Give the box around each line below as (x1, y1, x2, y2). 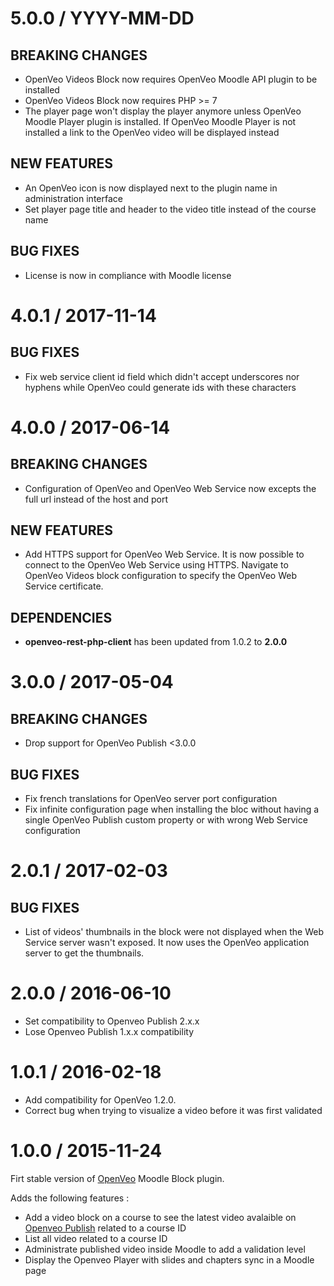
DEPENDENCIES (10, 609, 113, 626)
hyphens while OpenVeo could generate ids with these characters (24, 381, 297, 393)
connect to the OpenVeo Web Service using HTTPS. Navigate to (24, 559, 289, 571)
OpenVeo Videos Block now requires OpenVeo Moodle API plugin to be (24, 73, 318, 85)
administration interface (24, 192, 123, 204)
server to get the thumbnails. (24, 947, 145, 959)
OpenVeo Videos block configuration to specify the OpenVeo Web (24, 570, 298, 582)
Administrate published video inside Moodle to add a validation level (24, 1243, 306, 1255)
